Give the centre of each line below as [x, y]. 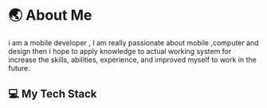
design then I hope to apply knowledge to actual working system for [120, 51]
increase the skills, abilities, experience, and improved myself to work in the [132, 60]
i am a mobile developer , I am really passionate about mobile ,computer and [133, 42]
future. [19, 67]
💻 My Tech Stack [53, 94]
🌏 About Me [50, 15]
